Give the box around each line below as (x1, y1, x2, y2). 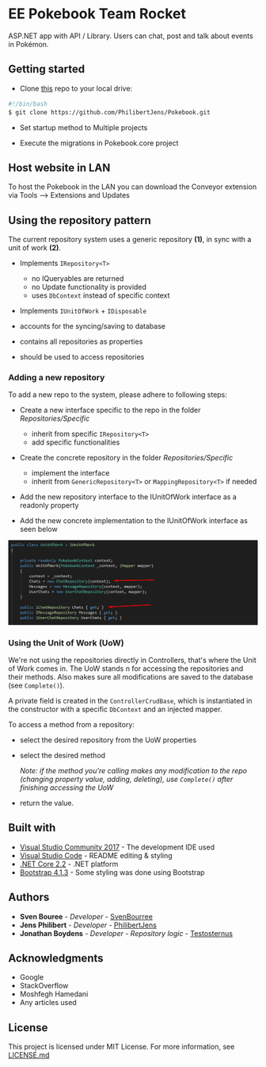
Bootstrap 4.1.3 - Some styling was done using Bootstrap (19, 867, 205, 877)
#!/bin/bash (8, 100, 47, 108)
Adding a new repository (8, 372, 105, 383)
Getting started (8, 63, 85, 76)
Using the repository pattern (8, 214, 152, 227)
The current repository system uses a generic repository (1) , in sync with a (8, 235, 252, 245)
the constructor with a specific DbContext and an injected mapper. (8, 704, 222, 714)
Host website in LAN (8, 160, 111, 175)
